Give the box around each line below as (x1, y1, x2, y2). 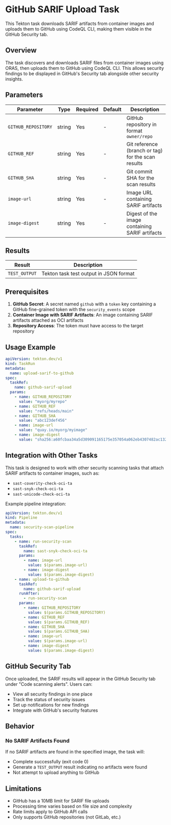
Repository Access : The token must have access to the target (12, 323, 144, 329)
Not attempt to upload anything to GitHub (12, 769, 100, 776)
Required (76, 106, 99, 113)
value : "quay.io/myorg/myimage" (18, 427, 88, 433)
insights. (5, 75, 23, 82)
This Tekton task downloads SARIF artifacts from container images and (5, 20, 154, 27)
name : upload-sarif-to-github (10, 371, 74, 376)
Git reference (126, 140, 158, 147)
